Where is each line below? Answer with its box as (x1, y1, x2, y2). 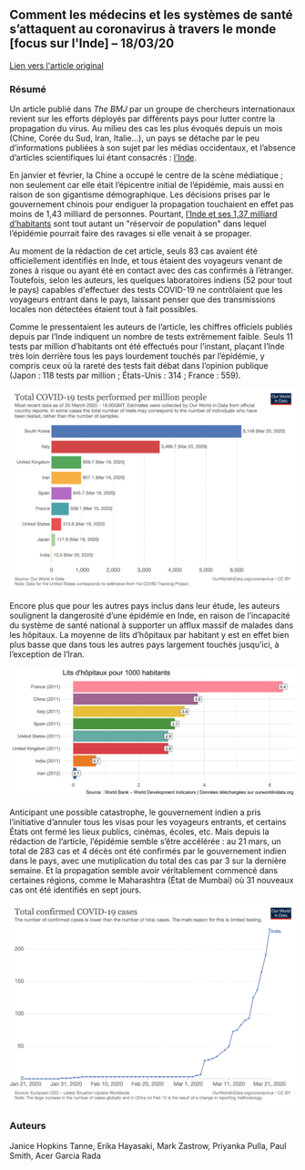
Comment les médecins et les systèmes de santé (9, 7, 293, 23)
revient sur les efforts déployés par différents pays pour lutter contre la (9, 113, 276, 124)
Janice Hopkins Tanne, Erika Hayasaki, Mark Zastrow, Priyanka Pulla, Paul (9, 1140, 287, 1151)
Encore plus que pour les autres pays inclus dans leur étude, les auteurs (9, 600, 280, 611)
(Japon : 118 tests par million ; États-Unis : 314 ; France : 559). (9, 370, 241, 381)
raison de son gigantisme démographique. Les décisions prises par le (9, 189, 270, 200)
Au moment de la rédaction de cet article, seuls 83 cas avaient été (9, 245, 258, 256)
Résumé (9, 82, 47, 95)
